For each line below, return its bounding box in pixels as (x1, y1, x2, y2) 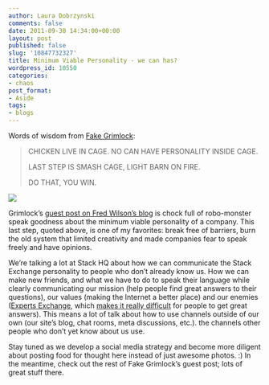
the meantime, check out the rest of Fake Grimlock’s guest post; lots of (8, 359, 243, 368)
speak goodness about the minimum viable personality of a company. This (8, 217, 255, 226)
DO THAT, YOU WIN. (27, 178, 97, 187)
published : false (8, 42, 67, 50)
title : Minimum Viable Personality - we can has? (8, 57, 178, 65)
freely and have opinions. (8, 243, 92, 252)
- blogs (8, 109, 35, 117)
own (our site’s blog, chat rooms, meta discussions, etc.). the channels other (8, 318, 261, 327)
